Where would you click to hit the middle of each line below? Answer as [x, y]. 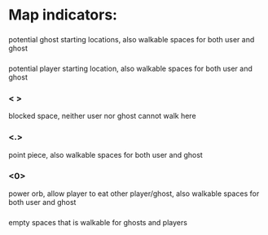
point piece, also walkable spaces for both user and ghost [106, 154]
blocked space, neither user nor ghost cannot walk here [103, 116]
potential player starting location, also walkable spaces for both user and [130, 69]
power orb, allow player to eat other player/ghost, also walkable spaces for [134, 194]
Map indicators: [63, 15]
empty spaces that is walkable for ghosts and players [98, 222]
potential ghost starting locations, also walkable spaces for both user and [132, 40]
